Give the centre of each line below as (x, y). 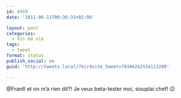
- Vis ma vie (28, 39)
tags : (13, 45)
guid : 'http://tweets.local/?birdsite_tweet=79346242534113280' (88, 67)
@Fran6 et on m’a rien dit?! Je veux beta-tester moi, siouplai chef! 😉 (91, 88)
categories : (21, 33)
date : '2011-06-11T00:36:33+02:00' (50, 17)
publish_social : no (30, 61)
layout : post (22, 28)
